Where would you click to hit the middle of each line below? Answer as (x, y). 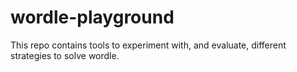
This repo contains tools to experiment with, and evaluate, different (148, 45)
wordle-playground (92, 17)
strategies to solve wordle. (65, 55)
